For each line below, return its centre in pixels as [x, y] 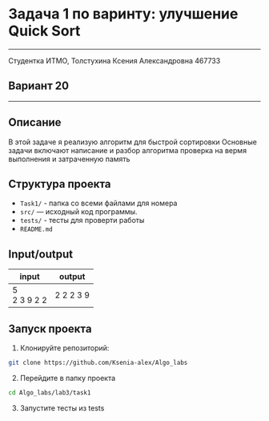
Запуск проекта [50, 328]
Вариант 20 [39, 86]
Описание [35, 122]
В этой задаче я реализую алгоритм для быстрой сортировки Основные [133, 142]
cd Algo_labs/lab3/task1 [50, 393]
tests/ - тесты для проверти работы [82, 221]
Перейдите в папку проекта [68, 378]
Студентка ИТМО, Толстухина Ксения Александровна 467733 [114, 60]
